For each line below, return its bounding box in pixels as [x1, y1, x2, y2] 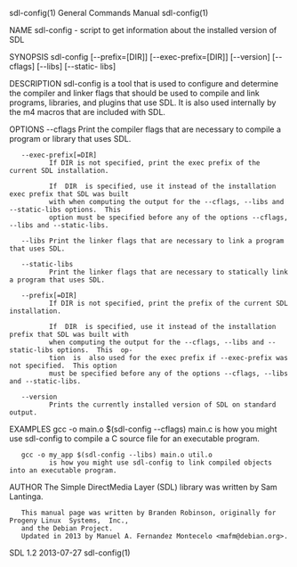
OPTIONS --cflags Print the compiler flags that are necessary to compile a [9, 124, 282, 135]
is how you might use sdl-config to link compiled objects [48, 458, 273, 467]
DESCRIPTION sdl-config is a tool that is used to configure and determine [9, 78, 278, 88]
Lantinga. [9, 491, 44, 502]
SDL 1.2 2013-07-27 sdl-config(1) [9, 547, 131, 558]
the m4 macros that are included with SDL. [9, 107, 166, 117]
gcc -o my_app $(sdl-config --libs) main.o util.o [20, 450, 213, 459]
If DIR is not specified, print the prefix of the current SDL [48, 299, 289, 308]
